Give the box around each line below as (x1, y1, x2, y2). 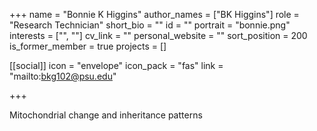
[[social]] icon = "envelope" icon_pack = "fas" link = (9, 60, 224, 71)
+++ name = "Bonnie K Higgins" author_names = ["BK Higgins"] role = (9, 9, 300, 20)
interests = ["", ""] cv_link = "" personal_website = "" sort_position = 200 (9, 30, 308, 41)
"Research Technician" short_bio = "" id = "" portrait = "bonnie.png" (9, 19, 291, 31)
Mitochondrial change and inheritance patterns (9, 109, 203, 121)
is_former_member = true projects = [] (9, 40, 167, 52)
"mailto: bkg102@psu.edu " (9, 70, 117, 82)
